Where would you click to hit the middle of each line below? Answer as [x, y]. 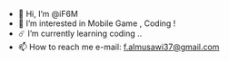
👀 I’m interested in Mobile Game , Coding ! [97, 23]
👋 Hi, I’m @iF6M [48, 14]
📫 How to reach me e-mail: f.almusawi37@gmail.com [119, 47]
